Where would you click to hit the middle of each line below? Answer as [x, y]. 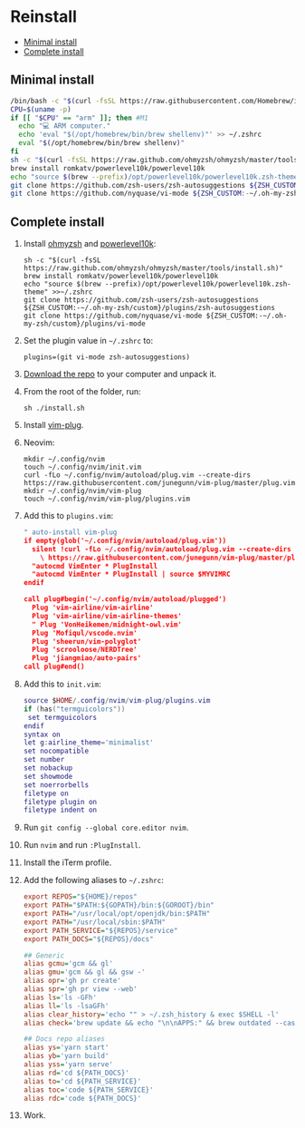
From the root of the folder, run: [82, 392]
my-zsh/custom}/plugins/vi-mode [84, 324]
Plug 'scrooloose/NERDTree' [85, 650]
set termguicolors [62, 717]
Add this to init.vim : [62, 684]
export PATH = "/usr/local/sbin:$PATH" [95, 922]
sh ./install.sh [54, 408]
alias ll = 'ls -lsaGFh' [66, 1006]
